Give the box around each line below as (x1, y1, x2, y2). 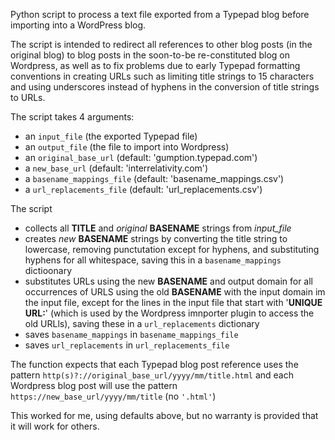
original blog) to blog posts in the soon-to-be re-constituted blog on (10, 49, 290, 61)
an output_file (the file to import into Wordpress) (24, 141, 230, 153)
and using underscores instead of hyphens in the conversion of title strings (10, 81, 320, 93)
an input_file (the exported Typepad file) (24, 130, 198, 142)
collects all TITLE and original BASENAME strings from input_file (24, 222, 292, 234)
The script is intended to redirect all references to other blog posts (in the (10, 39, 313, 50)
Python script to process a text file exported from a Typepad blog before (10, 9, 310, 20)
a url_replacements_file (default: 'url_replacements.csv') (24, 184, 263, 195)
